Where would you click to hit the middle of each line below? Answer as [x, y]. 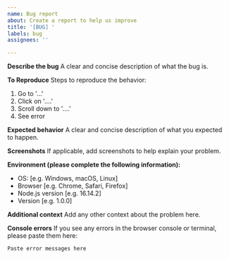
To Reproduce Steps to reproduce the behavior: [77, 80]
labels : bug [25, 34]
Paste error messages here [47, 249]
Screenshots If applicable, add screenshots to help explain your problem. [114, 151]
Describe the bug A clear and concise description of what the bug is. [108, 66]
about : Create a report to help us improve [72, 20]
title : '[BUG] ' [31, 27]
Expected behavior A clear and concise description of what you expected [115, 130]
